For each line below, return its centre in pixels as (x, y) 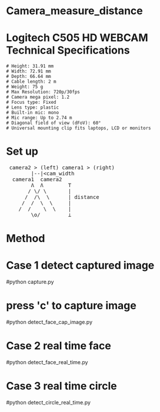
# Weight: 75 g (25, 87)
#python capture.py (30, 282)
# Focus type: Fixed (31, 102)
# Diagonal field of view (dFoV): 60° (54, 123)
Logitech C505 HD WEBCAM (77, 38)
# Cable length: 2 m (31, 82)
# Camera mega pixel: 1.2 (38, 97)
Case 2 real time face (59, 346)
